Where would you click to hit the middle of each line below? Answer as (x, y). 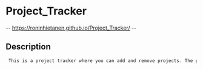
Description (28, 47)
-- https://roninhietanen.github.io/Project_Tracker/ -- (71, 28)
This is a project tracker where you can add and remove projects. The (101, 61)
